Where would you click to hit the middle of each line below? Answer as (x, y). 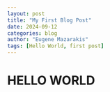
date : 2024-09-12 (32, 26)
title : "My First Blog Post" (49, 20)
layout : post (26, 14)
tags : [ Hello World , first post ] (56, 46)
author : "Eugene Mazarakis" (48, 40)
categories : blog (32, 33)
